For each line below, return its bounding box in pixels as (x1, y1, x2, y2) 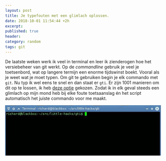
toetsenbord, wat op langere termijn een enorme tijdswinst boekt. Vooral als (5, 69, 160, 75)
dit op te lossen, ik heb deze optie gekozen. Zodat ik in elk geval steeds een (5, 84, 160, 91)
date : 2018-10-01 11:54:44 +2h (5, 18, 70, 23)
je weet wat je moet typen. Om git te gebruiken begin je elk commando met (5, 74, 158, 80)
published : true (5, 29, 39, 34)
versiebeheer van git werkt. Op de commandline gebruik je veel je (5, 64, 139, 70)
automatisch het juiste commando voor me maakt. (5, 95, 107, 101)
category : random (5, 40, 41, 44)
